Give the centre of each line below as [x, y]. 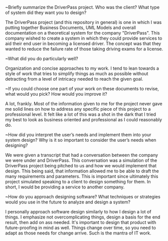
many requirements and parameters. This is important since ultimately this [82, 176]
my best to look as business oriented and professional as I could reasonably [83, 119]
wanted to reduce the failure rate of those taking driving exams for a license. [84, 49]
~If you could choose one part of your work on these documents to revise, [82, 89]
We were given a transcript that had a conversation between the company [82, 155]
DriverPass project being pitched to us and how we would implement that [81, 166]
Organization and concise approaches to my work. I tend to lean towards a [82, 68]
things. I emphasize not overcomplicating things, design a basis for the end [83, 217]
